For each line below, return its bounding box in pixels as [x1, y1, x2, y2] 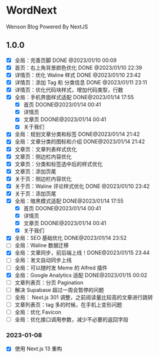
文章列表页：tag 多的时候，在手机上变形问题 [14, 301, 122, 308]
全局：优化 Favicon [14, 308, 62, 315]
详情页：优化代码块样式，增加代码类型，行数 [14, 86, 124, 93]
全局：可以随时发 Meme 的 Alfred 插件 [14, 264, 108, 271]
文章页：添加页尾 [14, 168, 57, 175]
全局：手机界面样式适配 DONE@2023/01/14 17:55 [14, 94, 134, 101]
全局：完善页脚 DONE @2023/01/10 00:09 [14, 57, 117, 64]
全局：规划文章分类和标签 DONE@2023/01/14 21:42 [14, 131, 140, 138]
